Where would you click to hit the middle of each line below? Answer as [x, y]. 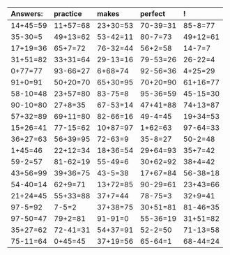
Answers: [27, 14]
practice [68, 14]
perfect [153, 14]
